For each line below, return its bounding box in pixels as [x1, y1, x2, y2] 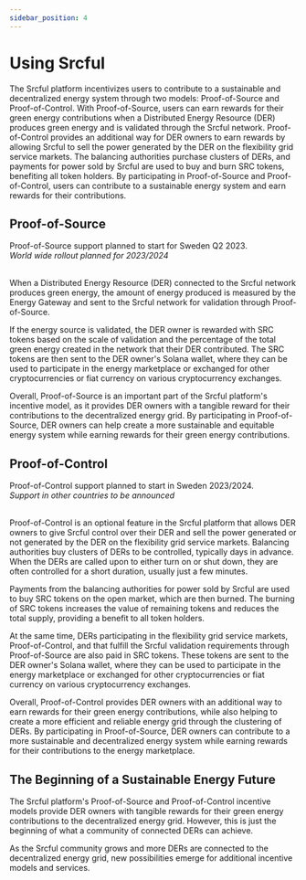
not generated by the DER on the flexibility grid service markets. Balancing [9, 536, 290, 548]
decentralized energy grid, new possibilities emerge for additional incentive [9, 853, 293, 864]
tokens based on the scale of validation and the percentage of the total [9, 334, 277, 345]
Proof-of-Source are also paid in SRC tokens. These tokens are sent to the [9, 650, 290, 661]
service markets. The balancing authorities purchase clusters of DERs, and [9, 151, 290, 162]
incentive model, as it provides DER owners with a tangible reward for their [9, 400, 290, 411]
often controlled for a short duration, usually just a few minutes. [9, 566, 248, 577]
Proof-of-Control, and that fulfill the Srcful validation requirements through [9, 641, 290, 652]
